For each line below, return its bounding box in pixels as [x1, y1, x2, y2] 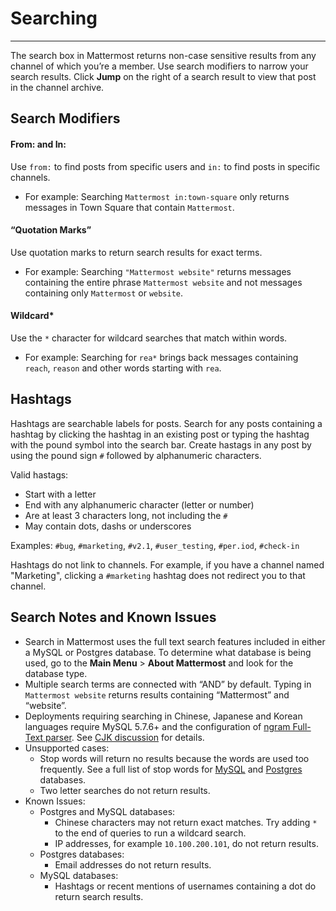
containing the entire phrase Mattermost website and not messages [24, 276, 303, 288]
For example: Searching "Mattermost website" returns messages [24, 265, 292, 277]
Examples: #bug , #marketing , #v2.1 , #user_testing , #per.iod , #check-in [10, 539, 300, 551]
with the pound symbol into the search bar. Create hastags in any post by [10, 438, 312, 451]
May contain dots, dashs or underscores [24, 520, 192, 532]
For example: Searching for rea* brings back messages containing [24, 351, 299, 363]
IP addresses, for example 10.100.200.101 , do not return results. [54, 837, 319, 849]
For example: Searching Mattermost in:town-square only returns [24, 190, 290, 202]
